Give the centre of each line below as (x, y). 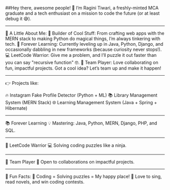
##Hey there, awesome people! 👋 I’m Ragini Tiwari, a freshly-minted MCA (82, 8)
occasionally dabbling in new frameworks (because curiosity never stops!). (83, 49)
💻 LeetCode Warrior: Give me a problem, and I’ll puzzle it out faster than (81, 55)
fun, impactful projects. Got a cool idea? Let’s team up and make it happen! (83, 68)
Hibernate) (16, 108)
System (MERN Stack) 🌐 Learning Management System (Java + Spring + (81, 102)
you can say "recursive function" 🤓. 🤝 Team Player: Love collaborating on (82, 62)
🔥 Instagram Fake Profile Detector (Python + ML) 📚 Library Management (81, 95)
